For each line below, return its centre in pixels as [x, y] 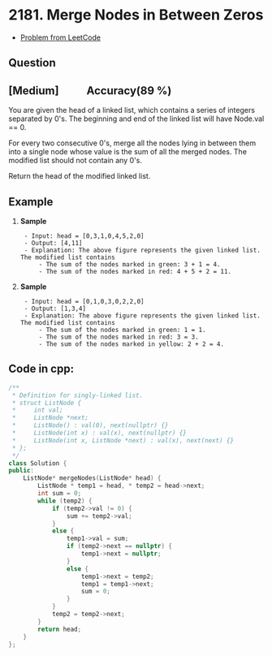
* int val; [37, 410]
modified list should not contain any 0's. [75, 161]
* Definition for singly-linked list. [78, 395]
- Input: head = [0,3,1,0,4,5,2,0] [84, 236]
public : [22, 471]
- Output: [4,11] [53, 243]
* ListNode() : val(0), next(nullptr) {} [90, 425]
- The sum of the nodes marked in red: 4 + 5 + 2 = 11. [135, 271]
